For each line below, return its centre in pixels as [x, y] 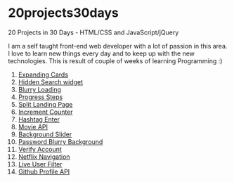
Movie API [33, 126]
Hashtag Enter [39, 119]
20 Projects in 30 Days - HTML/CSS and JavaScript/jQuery [93, 32]
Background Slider [45, 134]
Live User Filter [40, 164]
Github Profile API [44, 171]
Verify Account [40, 149]
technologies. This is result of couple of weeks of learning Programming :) [115, 60]
